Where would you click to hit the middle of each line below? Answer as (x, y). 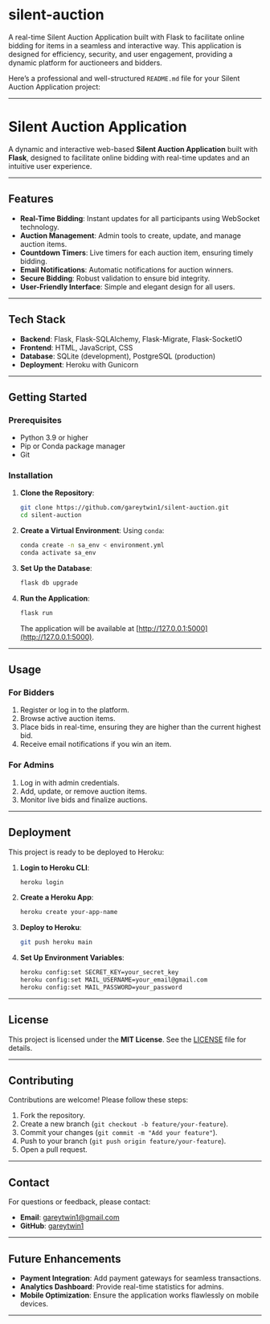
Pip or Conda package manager (73, 446)
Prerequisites (35, 420)
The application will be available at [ (79, 628)
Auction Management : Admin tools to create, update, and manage (130, 236)
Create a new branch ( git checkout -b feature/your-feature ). (124, 1124)
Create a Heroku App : (57, 897)
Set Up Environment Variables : (72, 957)
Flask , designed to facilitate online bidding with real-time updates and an (129, 158)
